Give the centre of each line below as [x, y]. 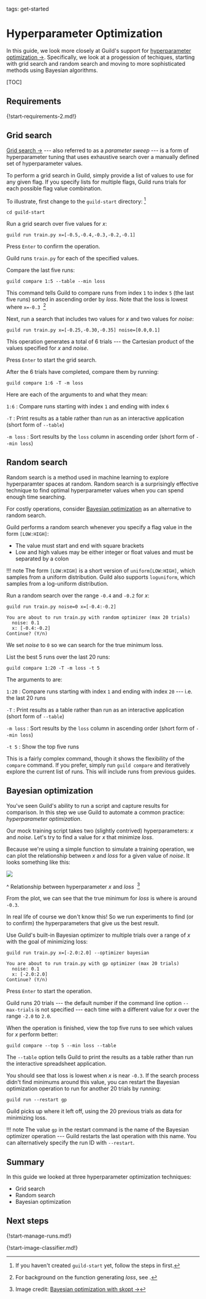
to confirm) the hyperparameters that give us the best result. [83, 923]
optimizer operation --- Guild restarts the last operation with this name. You [101, 1136]
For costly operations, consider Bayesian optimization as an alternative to [99, 508]
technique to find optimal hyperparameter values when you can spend [95, 490]
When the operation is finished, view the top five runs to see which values [100, 1028]
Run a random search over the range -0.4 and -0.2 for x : [78, 595]
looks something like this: [38, 862]
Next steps [28, 1221]
